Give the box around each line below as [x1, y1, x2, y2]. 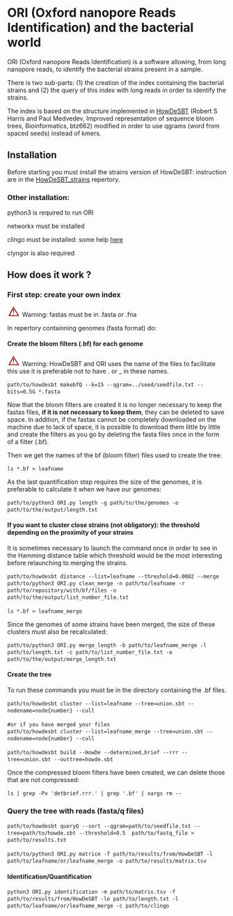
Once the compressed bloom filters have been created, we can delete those [7, 768, 225, 777]
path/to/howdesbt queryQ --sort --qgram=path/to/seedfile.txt [7, 823, 191, 830]
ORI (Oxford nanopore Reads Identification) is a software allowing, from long [7, 57, 226, 66]
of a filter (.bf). [7, 437, 49, 445]
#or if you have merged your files [7, 721, 111, 728]
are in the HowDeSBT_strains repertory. [7, 175, 120, 183]
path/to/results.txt [7, 837, 67, 844]
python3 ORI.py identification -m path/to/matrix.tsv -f [7, 889, 176, 896]
